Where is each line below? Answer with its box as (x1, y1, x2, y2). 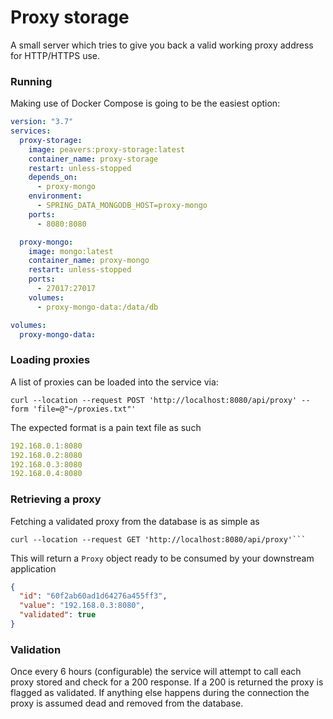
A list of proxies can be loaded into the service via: (10, 376, 219, 388)
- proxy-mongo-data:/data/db (36, 302, 159, 312)
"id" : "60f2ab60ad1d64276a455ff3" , (19, 591, 168, 601)
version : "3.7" (10, 117, 74, 127)
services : (10, 126, 52, 136)
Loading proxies (10, 353, 91, 367)
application (10, 562, 57, 575)
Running (10, 74, 53, 88)
